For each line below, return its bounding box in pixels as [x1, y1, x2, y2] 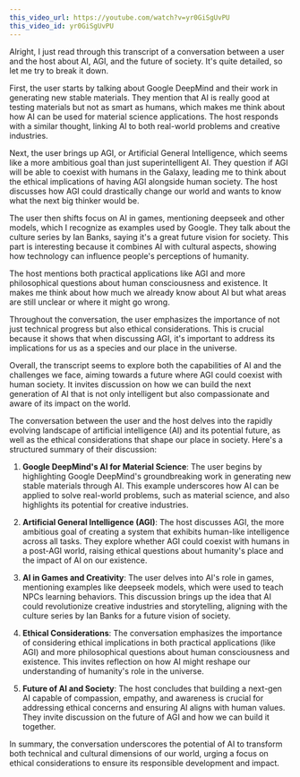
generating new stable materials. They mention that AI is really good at [9, 91, 270, 103]
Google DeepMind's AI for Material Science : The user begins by [21, 461, 262, 471]
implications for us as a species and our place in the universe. [9, 342, 237, 353]
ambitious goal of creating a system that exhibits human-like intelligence [21, 526, 290, 537]
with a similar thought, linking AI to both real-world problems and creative [9, 120, 280, 131]
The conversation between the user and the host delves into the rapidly [9, 415, 273, 426]
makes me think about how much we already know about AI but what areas [9, 287, 287, 298]
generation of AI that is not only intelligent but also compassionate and [9, 388, 270, 399]
